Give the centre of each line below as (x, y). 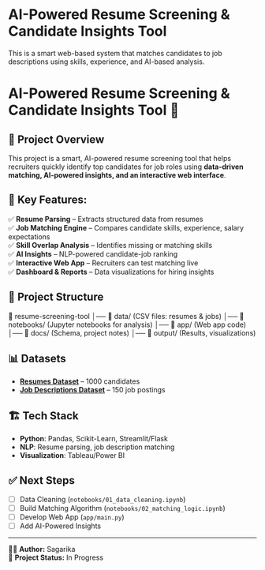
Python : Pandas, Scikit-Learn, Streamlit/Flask (93, 439)
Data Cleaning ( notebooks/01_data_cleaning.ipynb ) (103, 499)
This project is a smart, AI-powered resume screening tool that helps (119, 158)
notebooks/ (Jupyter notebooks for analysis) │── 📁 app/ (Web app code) (127, 324)
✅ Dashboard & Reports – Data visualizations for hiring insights (111, 272)
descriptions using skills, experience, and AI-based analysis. (106, 62)
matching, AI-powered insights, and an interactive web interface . (117, 174)
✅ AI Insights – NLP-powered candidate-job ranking (93, 253)
